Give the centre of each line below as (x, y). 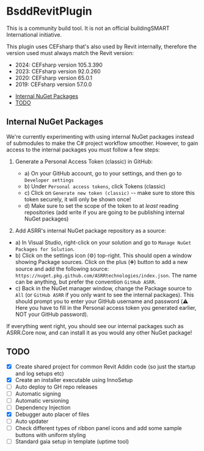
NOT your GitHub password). (52, 314)
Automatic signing (38, 394)
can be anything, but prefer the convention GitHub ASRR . (86, 282)
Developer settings (49, 180)
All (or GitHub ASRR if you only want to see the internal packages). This (104, 295)
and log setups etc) (39, 373)
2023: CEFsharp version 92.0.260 (58, 71)
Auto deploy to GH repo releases (56, 387)
